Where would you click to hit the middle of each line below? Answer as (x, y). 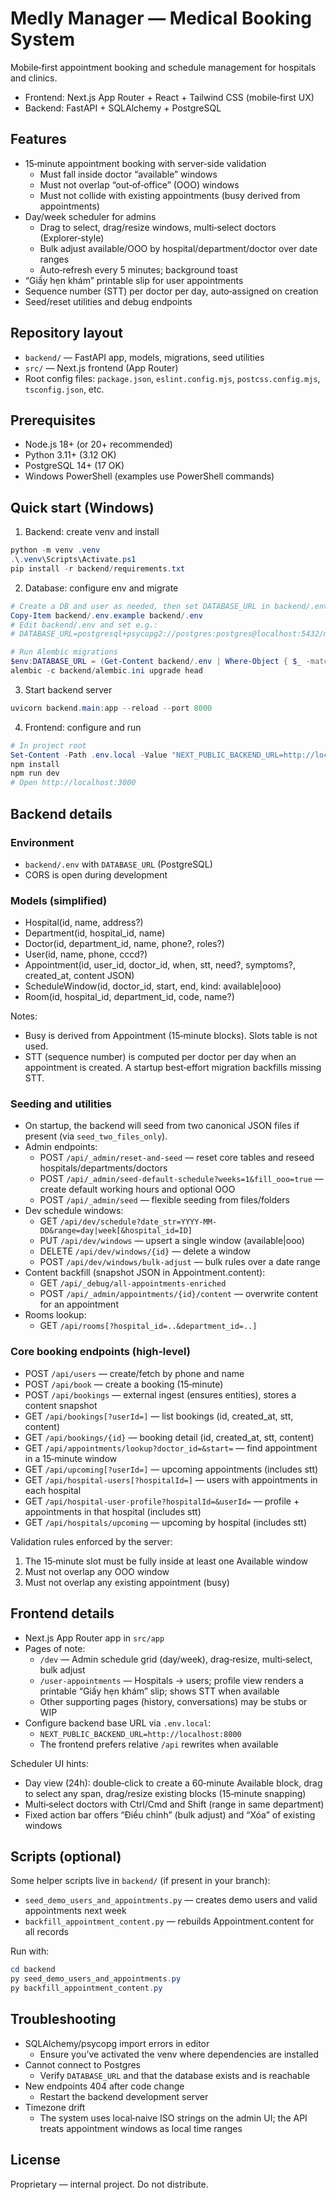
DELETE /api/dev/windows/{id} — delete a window (145, 1251)
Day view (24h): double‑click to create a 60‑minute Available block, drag (173, 1783)
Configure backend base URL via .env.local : (118, 1723)
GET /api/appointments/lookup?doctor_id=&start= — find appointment (171, 1448)
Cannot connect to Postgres (82, 2064)
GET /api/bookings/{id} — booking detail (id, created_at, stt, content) (169, 1437)
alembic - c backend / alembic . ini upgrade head (106, 671)
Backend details (61, 813)
